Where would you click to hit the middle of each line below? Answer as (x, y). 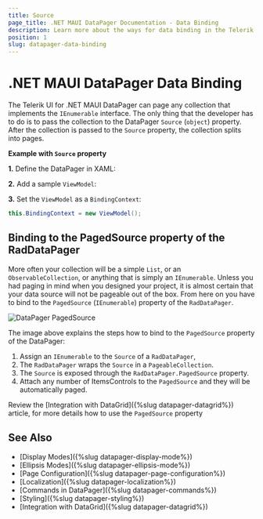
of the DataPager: (36, 341)
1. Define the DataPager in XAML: (62, 169)
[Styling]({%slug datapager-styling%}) (82, 498)
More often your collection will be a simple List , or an (95, 269)
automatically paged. (53, 390)
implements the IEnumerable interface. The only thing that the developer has (131, 114)
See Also (30, 438)
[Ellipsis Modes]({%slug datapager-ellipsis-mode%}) (104, 465)
